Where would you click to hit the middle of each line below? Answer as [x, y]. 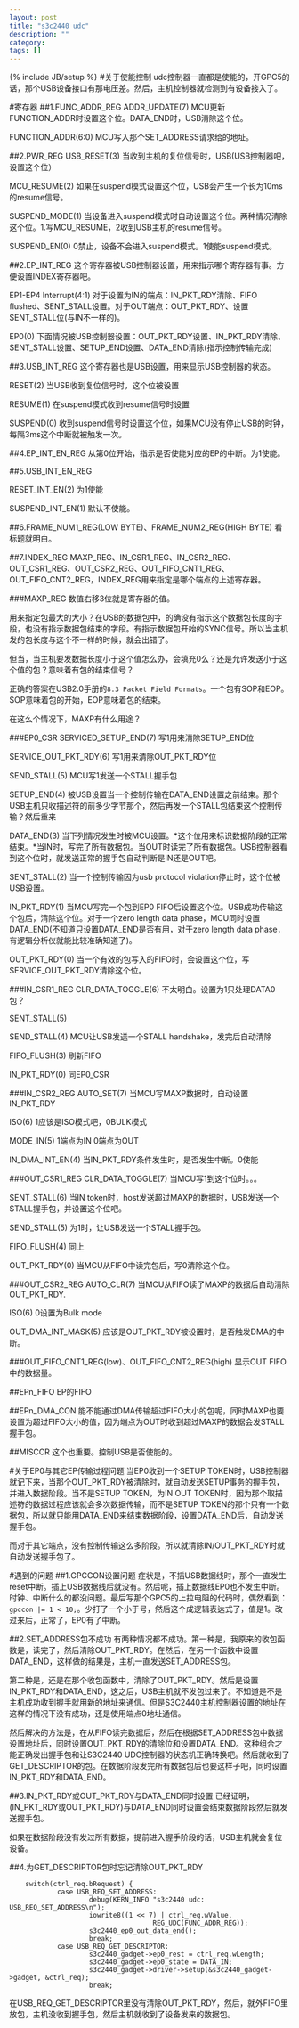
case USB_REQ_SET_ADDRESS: [107, 1892]
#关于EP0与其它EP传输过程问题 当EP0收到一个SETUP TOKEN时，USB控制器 [149, 1471]
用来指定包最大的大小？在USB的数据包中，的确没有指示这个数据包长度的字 [146, 618]
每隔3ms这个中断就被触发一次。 [68, 435]
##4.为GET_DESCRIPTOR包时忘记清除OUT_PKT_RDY [106, 1868]
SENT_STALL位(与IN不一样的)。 [67, 318]
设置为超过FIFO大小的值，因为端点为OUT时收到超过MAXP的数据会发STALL [147, 1422]
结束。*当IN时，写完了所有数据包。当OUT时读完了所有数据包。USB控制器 [145, 847]
